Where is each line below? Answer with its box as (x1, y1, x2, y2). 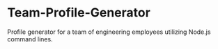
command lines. (7, 35, 54, 43)
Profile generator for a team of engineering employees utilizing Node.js (7, 28, 211, 36)
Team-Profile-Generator (7, 5, 151, 21)
